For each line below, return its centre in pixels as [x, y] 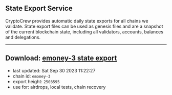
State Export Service [39, 8]
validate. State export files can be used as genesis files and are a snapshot [84, 26]
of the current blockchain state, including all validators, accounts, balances [84, 32]
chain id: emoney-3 [31, 76]
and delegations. [23, 37]
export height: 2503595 [36, 81]
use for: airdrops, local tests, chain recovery [59, 87]
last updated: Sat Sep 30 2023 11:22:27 [54, 70]
